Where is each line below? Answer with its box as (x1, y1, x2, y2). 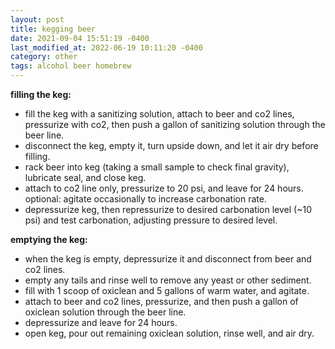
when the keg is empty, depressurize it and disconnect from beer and (24, 253, 312, 265)
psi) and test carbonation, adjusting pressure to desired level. (24, 214, 278, 226)
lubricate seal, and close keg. (24, 172, 147, 183)
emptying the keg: (10, 234, 88, 245)
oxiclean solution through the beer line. (24, 306, 187, 318)
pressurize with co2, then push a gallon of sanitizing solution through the (24, 119, 326, 130)
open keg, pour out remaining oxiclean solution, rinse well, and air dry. (24, 327, 315, 339)
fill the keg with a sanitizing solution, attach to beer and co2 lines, (24, 108, 295, 120)
